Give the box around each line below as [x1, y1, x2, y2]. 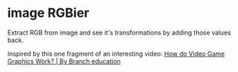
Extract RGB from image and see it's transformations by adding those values [7, 28, 231, 37]
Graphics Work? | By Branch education [7, 56, 121, 65]
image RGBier [7, 5, 90, 21]
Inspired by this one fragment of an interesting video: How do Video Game [7, 49, 225, 58]
